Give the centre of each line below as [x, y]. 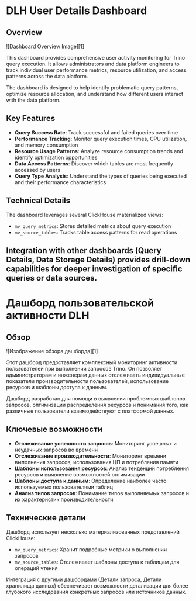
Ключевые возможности [54, 429]
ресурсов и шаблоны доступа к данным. [57, 388]
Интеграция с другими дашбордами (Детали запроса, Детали [84, 579]
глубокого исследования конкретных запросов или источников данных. [97, 592]
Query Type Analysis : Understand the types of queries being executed [101, 176]
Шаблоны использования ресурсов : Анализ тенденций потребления [102, 468]
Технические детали [46, 518]
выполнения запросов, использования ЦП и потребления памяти [96, 462]
